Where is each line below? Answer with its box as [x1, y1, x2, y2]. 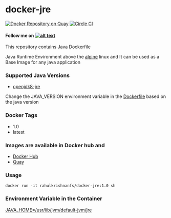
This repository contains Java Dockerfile [5, 44, 91, 50]
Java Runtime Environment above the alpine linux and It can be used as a [5, 54, 160, 60]
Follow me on [5, 32, 34, 38]
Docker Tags [5, 112, 37, 119]
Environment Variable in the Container [5, 195, 102, 202]
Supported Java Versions [5, 72, 70, 79]
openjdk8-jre [12, 84, 40, 90]
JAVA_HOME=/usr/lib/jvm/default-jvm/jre [5, 207, 92, 213]
